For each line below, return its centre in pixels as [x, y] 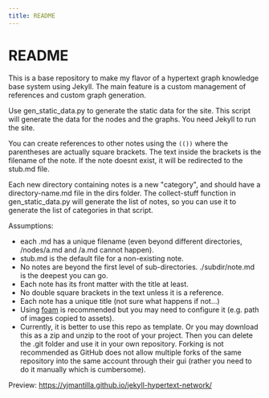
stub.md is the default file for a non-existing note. [102, 258]
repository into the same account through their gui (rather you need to [136, 361]
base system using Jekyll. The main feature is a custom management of [127, 86]
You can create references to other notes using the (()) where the [118, 143]
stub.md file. [29, 169]
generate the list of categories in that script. [81, 210]
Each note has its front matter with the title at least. [104, 284]
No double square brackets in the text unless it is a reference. [122, 292]
